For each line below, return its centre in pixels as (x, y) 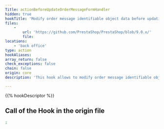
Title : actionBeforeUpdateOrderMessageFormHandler (58, 9)
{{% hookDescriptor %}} (30, 95)
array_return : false (26, 59)
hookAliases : (18, 55)
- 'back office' (31, 46)
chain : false (18, 69)
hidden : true (18, 14)
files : (12, 23)
